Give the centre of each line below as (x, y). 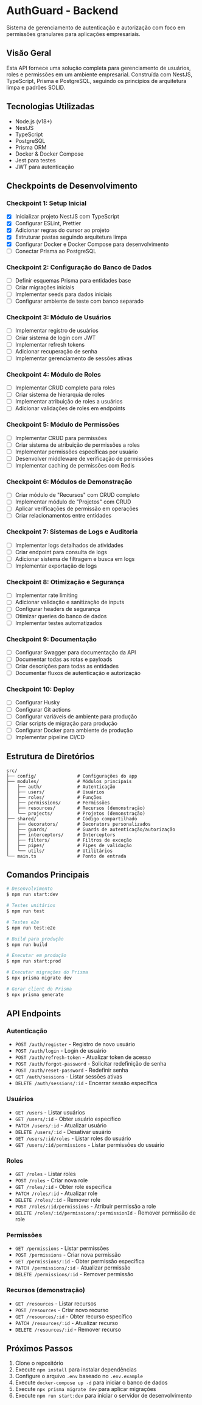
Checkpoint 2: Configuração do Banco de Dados (79, 267)
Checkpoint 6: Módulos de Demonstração (69, 482)
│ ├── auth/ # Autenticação (61, 787)
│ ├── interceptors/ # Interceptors (61, 835)
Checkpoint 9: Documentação (52, 639)
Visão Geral (29, 53)
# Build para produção (35, 939)
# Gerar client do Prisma (39, 989)
